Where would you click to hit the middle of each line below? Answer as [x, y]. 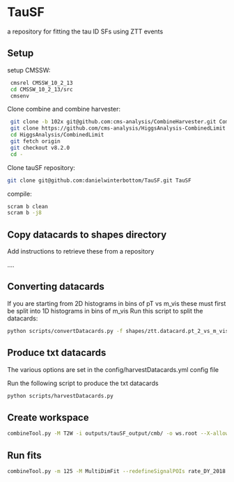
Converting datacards [56, 287]
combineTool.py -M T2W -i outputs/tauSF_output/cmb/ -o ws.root [102, 434]
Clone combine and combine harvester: [64, 109]
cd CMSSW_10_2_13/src [41, 89]
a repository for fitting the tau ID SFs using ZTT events [85, 31]
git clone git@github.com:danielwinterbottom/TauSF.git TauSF [99, 180]
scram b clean [28, 206]
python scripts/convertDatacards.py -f [65, 331]
